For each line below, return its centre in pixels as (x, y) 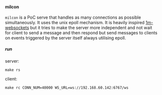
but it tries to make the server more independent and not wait (91, 28)
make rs (13, 70)
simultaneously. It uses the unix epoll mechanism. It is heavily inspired (75, 23)
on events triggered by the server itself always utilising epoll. (66, 38)
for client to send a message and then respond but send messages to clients (81, 33)
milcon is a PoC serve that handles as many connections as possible (73, 17)
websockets (17, 28)
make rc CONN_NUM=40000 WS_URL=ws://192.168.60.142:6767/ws (67, 88)
